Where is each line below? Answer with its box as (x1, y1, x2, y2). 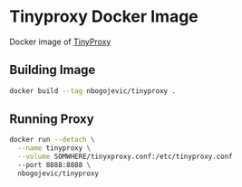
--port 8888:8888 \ (17, 161, 92, 170)
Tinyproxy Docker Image (9, 6, 199, 27)
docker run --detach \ (9, 136, 95, 145)
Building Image (9, 62, 96, 78)
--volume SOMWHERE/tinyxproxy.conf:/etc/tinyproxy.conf (17, 152, 233, 162)
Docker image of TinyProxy (9, 36, 111, 47)
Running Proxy (9, 111, 94, 127)
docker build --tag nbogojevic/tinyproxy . (9, 86, 177, 96)
